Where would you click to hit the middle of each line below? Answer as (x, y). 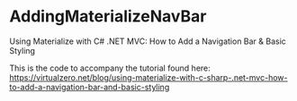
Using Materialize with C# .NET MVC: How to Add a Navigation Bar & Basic (148, 41)
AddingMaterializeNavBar (108, 17)
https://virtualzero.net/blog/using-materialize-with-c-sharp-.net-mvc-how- (148, 77)
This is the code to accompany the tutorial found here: (110, 68)
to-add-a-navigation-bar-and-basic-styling (90, 87)
